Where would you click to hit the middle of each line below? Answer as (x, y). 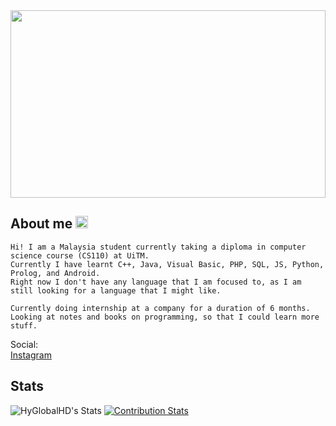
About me (41, 224)
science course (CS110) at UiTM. (80, 255)
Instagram (31, 355)
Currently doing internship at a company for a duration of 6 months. (160, 308)
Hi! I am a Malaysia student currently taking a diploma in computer (158, 247)
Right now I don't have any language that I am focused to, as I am (156, 282)
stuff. (24, 325)
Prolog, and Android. (55, 273)
